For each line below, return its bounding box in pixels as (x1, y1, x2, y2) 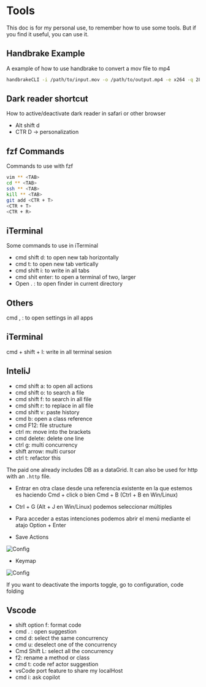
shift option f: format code (15, 621, 82, 629)
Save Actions (15, 533, 49, 541)
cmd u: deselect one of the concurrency (15, 641, 117, 648)
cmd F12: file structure (15, 422, 72, 429)
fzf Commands (6, 146, 64, 157)
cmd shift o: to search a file (15, 388, 85, 396)
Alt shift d (15, 122, 40, 129)
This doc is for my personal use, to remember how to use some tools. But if (6, 24, 196, 31)
